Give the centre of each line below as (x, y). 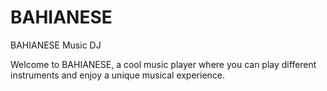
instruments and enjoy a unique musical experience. (118, 75)
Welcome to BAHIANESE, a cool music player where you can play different (163, 64)
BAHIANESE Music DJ (56, 45)
